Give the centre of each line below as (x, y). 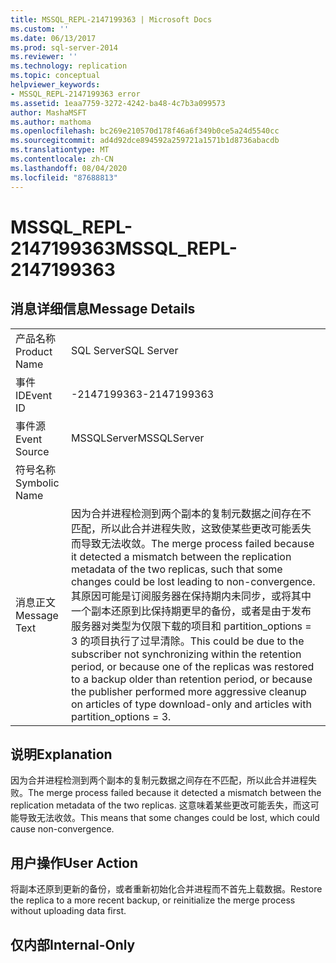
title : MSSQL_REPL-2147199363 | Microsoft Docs (111, 19)
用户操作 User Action (74, 862)
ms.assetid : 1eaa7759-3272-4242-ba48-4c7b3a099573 (118, 103)
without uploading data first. (68, 911)
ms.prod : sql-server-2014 (64, 47)
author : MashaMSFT (48, 112)
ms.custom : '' (40, 29)
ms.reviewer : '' (44, 57)
